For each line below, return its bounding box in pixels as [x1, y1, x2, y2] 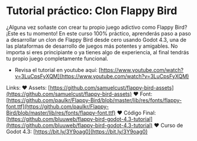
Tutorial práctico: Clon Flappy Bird [6, 4, 177, 18]
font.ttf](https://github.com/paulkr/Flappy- [6, 103, 109, 110]
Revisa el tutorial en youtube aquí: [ [14, 66, 101, 73]
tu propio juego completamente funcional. [6, 55, 108, 62]
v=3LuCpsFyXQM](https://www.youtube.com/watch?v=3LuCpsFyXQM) [14, 73, 189, 80]
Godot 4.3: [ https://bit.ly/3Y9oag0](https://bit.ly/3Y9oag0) [6, 128, 148, 135]
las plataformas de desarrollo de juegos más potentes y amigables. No [6, 42, 178, 50]
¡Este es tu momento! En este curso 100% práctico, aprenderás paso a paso [6, 29, 191, 37]
